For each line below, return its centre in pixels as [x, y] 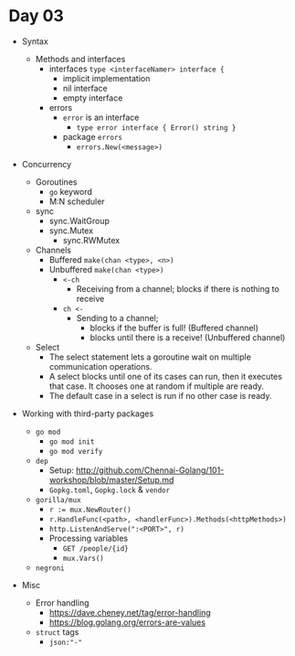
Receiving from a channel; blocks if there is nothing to [178, 288]
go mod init [72, 441]
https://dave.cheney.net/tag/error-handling [130, 612]
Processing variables [89, 538]
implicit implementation [106, 78]
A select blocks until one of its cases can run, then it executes [165, 376]
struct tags [57, 631]
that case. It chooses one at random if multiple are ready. [157, 386]
